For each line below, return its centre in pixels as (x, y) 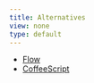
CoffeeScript (46, 69)
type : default (36, 34)
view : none (30, 26)
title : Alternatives (48, 17)
